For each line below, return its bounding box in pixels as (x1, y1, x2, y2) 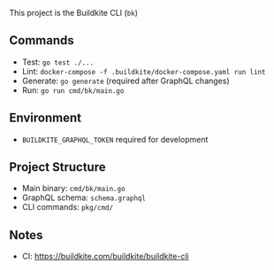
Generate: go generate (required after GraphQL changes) (21, 75, 230, 86)
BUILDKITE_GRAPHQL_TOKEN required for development (21, 134, 209, 144)
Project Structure (9, 159, 106, 175)
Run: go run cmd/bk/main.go (21, 84, 125, 96)
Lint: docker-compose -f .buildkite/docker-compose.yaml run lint (21, 66, 266, 76)
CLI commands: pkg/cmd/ (21, 202, 113, 212)
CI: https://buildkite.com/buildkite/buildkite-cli (21, 251, 189, 262)
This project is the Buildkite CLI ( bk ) (9, 8, 139, 18)
